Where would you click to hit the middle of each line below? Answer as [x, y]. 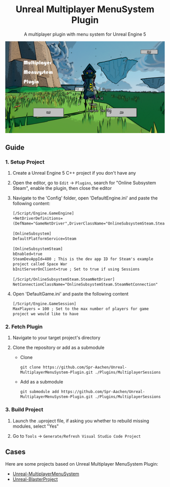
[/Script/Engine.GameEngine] [43, 214]
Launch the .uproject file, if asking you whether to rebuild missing [81, 420]
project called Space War [40, 264]
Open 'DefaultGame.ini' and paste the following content [71, 294]
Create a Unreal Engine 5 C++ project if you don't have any [74, 173]
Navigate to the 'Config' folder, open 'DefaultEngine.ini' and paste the [85, 198]
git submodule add [39, 392]
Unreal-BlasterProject [35, 479]
